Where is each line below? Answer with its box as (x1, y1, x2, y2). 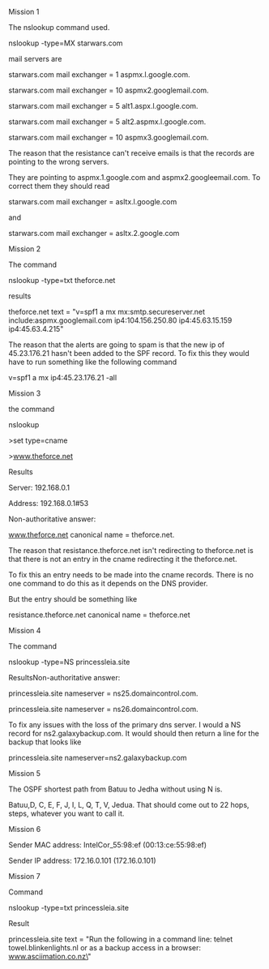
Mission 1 (8, 7, 40, 16)
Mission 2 (8, 244, 41, 254)
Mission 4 (8, 626, 41, 635)
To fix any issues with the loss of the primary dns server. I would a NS (8, 720, 241, 729)
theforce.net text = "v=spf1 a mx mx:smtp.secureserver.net (8, 307, 205, 316)
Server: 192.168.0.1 (8, 482, 70, 492)
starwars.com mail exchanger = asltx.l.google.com (8, 197, 177, 206)
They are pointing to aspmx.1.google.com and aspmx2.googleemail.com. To (8, 173, 261, 182)
